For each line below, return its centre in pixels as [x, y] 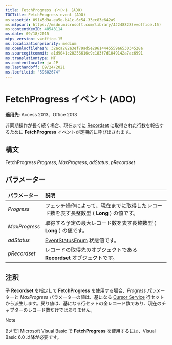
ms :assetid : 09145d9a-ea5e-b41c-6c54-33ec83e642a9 [60, 20]
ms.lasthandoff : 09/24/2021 [35, 67]
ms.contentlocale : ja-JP [32, 63]
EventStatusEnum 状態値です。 [82, 240]
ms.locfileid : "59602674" [33, 72]
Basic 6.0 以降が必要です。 [33, 337]
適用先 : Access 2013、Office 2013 [41, 114]
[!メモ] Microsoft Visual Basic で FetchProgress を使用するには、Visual [81, 331]
